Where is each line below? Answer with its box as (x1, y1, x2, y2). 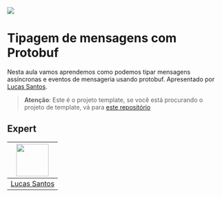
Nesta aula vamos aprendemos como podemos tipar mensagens (7, 68, 191, 76)
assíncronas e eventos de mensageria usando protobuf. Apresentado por (7, 75, 215, 83)
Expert (7, 123, 37, 135)
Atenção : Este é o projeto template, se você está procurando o (23, 96, 203, 104)
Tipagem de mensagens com (7, 30, 177, 46)
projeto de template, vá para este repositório (23, 103, 151, 111)
